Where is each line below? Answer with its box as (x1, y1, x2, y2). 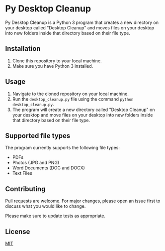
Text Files (12, 170, 32, 176)
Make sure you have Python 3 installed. (12, 63, 93, 69)
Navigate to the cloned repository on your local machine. (12, 91, 129, 97)
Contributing (5, 185, 46, 193)
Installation (5, 44, 41, 53)
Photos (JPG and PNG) (12, 160, 60, 166)
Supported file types (5, 131, 71, 140)
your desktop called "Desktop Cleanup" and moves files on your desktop (5, 24, 155, 30)
